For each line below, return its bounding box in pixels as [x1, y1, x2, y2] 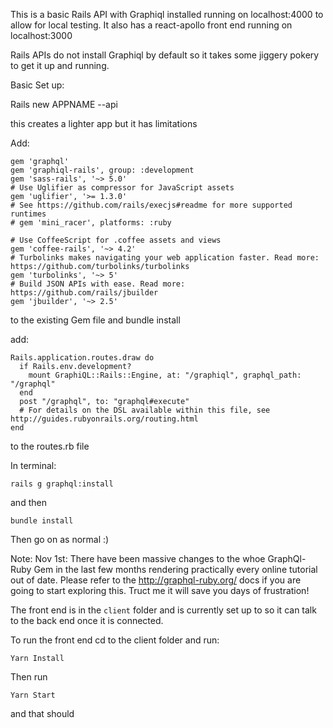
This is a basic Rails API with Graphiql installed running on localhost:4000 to [10, 9, 324, 20]
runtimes [10, 209, 47, 219]
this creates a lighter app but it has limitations [10, 118, 198, 129]
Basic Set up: [10, 79, 65, 91]
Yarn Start [10, 690, 56, 700]
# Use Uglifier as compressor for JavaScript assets [10, 183, 235, 193]
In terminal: [10, 460, 57, 471]
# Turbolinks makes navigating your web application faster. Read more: [10, 253, 320, 263]
